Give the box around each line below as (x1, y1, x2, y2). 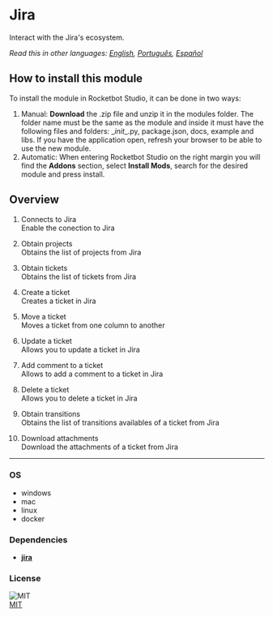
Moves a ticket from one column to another (20, 320, 165, 330)
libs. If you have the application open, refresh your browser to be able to (20, 135, 262, 144)
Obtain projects (20, 238, 73, 248)
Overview (9, 193, 60, 207)
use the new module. (20, 144, 92, 153)
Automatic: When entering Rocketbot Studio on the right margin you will (20, 152, 261, 161)
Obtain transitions (20, 409, 80, 418)
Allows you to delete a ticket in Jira (20, 393, 138, 403)
